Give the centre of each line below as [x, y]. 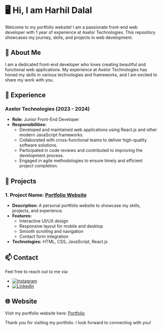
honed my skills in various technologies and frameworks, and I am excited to [81, 75]
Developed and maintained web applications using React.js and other [88, 130]
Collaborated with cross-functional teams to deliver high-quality [83, 140]
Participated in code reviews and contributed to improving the [81, 150]
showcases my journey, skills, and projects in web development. [69, 37]
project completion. [39, 166]
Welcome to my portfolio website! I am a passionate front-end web [71, 27]
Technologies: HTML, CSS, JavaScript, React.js [60, 242]
